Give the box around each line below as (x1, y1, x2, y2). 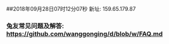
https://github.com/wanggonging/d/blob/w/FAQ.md (6, 30, 163, 38)
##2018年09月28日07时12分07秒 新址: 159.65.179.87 (6, 5, 136, 12)
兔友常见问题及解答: (6, 22, 65, 30)
